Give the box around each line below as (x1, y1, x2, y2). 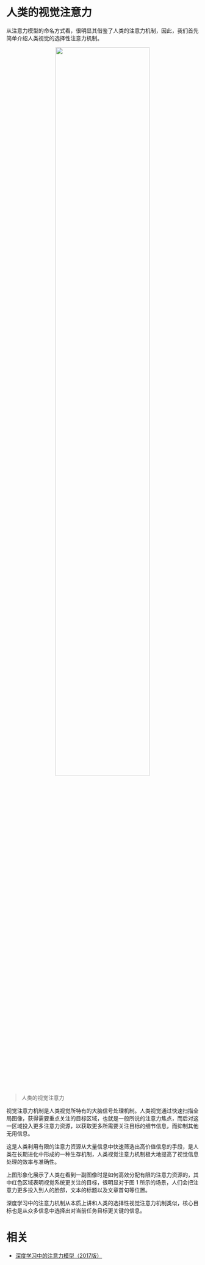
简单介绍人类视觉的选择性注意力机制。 (6, 34, 103, 41)
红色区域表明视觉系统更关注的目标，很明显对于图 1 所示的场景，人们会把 (11, 1178, 193, 1186)
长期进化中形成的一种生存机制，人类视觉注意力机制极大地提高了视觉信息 (16, 1150, 199, 1158)
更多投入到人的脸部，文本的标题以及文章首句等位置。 (16, 1186, 151, 1194)
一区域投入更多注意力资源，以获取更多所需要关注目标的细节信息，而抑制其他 (6, 1122, 199, 1130)
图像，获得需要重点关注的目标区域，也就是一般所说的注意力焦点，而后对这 (11, 1114, 199, 1122)
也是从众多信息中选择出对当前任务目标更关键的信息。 (11, 1206, 145, 1214)
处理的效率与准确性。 (6, 1158, 60, 1166)
